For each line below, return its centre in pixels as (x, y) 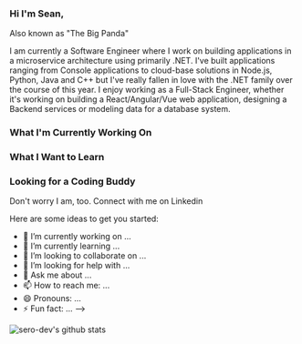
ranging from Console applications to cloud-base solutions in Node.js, (141, 70)
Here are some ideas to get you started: (84, 219)
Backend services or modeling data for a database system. (120, 109)
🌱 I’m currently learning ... (71, 246)
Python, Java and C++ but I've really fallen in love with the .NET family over (151, 80)
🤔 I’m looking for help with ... (76, 266)
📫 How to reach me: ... (66, 286)
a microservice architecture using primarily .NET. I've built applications (142, 61)
